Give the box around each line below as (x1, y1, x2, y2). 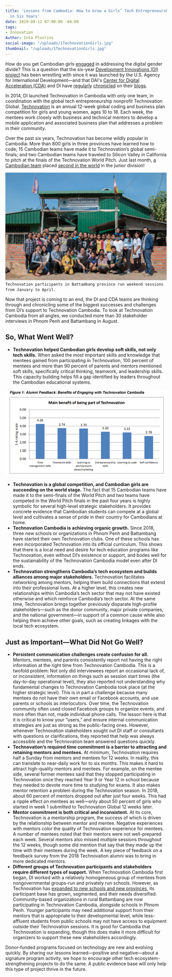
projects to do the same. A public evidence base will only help (35, 961, 167, 967)
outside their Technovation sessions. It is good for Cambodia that (12, 923, 150, 929)
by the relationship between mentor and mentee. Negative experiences (12, 820, 163, 826)
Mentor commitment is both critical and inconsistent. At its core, (12, 809, 153, 815)
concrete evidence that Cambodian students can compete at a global (12, 509, 159, 515)
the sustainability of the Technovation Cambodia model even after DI (12, 557, 158, 564)
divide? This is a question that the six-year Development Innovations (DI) (5, 66, 159, 72)
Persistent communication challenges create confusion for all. (12, 651, 148, 657)
